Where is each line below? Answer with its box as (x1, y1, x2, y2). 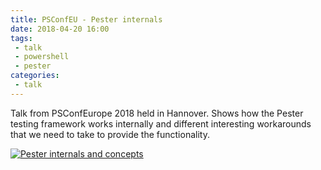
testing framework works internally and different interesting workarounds (10, 117, 312, 130)
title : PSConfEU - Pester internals (10, 14, 163, 25)
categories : (10, 71, 60, 81)
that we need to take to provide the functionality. (10, 128, 210, 140)
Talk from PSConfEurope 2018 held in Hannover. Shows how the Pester (10, 107, 304, 119)
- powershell (14, 52, 70, 62)
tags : (10, 33, 33, 43)
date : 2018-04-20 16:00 (10, 24, 110, 34)
